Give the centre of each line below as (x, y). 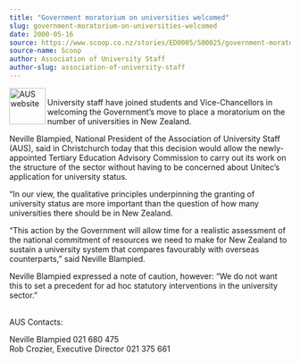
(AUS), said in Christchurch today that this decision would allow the (133, 148)
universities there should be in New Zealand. (91, 213)
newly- (271, 148)
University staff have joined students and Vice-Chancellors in (160, 102)
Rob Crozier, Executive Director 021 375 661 (90, 349)
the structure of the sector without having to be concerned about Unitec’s (145, 167)
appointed (28, 157)
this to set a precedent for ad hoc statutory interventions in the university (144, 285)
